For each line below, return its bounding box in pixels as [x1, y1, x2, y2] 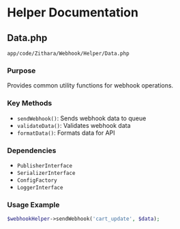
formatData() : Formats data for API [16, 129, 115, 137]
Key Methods [7, 98, 52, 108]
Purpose [7, 66, 36, 75]
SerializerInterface [16, 170, 76, 176]
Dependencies [7, 146, 57, 155]
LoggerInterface [16, 184, 63, 191]
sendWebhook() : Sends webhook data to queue [16, 114, 147, 122]
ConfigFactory [16, 176, 57, 184]
